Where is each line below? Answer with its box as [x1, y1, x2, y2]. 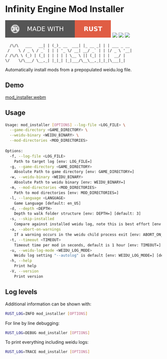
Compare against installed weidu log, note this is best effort [14, 222, 150, 227]
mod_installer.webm [5, 94, 46, 100]
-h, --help [9, 258, 32, 263]
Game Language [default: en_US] [14, 201, 81, 206]
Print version [14, 274, 43, 279]
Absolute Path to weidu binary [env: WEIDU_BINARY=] [14, 180, 126, 185]
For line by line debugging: [5, 320, 60, 326]
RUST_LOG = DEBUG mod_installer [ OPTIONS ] [5, 330, 90, 335]
